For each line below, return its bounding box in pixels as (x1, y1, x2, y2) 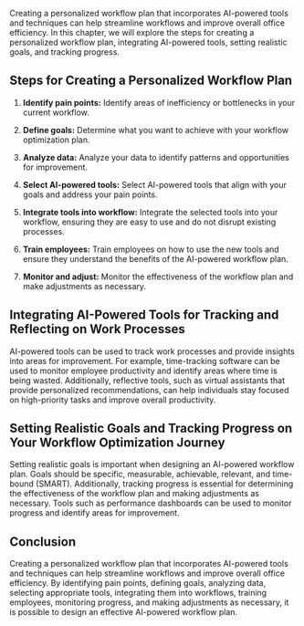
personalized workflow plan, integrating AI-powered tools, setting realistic (9, 37, 288, 47)
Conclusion (9, 534, 77, 549)
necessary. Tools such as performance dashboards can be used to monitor (9, 497, 292, 509)
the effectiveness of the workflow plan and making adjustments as (9, 488, 260, 499)
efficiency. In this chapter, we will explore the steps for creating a (9, 27, 255, 37)
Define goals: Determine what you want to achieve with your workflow (22, 124, 289, 135)
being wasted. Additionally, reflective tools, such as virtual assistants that (9, 374, 286, 386)
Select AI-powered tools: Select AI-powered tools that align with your (22, 179, 288, 190)
